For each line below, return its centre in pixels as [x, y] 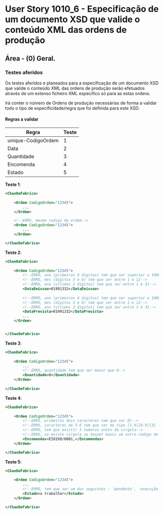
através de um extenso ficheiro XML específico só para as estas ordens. [78, 93]
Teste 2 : [13, 252]
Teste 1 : [13, 184]
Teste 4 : [13, 398]
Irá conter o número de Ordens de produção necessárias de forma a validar [81, 103]
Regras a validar [22, 119]
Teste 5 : [13, 462]
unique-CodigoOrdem [33, 141]
